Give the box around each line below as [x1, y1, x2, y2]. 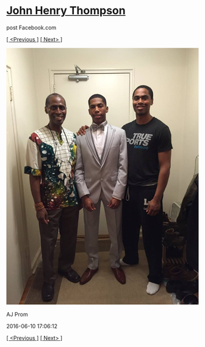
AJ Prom [6, 310, 29, 318]
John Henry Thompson [6, 4, 126, 18]
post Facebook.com [6, 24, 57, 31]
